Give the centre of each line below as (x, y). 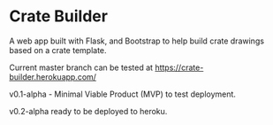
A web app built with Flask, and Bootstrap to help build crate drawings (137, 41)
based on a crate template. (58, 50)
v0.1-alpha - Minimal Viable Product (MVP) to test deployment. (123, 94)
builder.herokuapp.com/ (53, 76)
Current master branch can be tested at (81, 67)
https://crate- (179, 67)
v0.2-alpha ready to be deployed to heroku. (88, 111)
